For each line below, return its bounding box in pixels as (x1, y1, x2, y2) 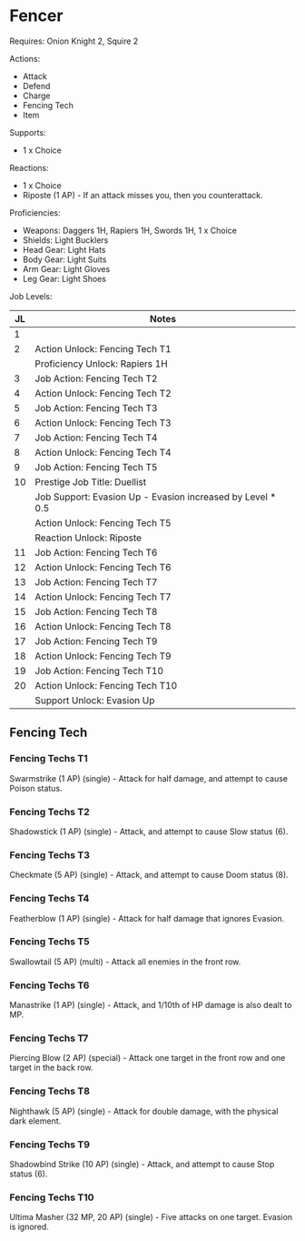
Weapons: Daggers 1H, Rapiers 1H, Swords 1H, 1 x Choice (22, 225, 238, 236)
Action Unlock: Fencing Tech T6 (34, 560, 172, 573)
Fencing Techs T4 (9, 893, 90, 905)
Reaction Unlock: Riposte (34, 531, 143, 544)
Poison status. (9, 782, 63, 793)
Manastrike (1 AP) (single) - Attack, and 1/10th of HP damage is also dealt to (9, 1000, 292, 1011)
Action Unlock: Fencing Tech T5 (34, 516, 172, 529)
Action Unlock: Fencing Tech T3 (34, 416, 172, 429)
